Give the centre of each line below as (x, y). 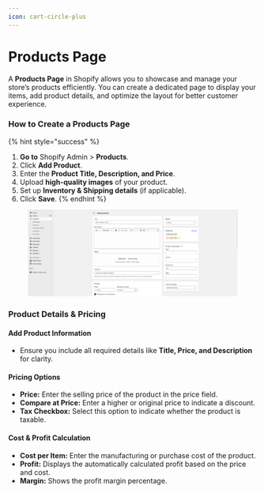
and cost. (35, 472)
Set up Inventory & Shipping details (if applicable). (103, 190)
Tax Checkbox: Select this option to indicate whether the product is (130, 412)
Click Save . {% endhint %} (63, 198)
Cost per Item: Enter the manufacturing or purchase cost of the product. (138, 455)
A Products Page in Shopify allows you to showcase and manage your (123, 78)
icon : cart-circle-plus (47, 17)
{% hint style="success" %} (54, 141)
